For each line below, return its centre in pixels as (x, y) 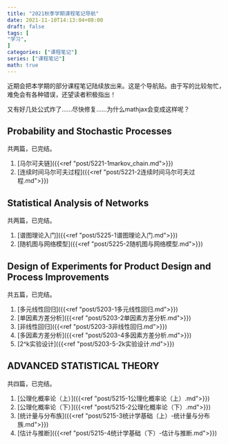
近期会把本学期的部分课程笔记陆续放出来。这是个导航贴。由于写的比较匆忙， (116, 86)
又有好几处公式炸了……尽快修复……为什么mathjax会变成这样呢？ (98, 109)
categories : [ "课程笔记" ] (42, 53)
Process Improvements (58, 277)
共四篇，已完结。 (31, 383)
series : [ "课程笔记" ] (36, 59)
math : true (23, 65)
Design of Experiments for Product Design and (109, 266)
